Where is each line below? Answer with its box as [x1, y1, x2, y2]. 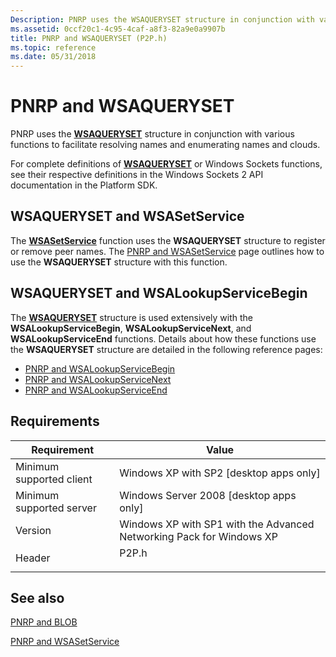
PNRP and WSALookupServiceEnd [24, 384, 168, 396]
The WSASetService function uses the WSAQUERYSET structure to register [10, 234, 326, 246]
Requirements [10, 413, 100, 430]
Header [15, 551, 51, 565]
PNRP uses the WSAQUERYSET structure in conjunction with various [10, 128, 295, 140]
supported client [15, 472, 93, 486]
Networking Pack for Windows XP [119, 529, 278, 543]
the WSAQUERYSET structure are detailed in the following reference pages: [10, 343, 323, 355]
